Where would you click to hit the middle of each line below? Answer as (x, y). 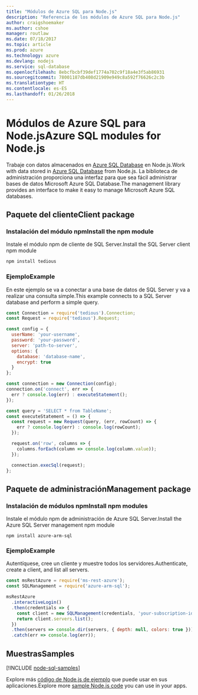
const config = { (27, 329)
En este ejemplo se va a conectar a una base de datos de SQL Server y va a (98, 290)
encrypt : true (34, 362)
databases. (20, 196)
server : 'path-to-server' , (44, 345)
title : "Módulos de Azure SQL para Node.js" (62, 12)
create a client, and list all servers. (48, 570)
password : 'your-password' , (46, 340)
